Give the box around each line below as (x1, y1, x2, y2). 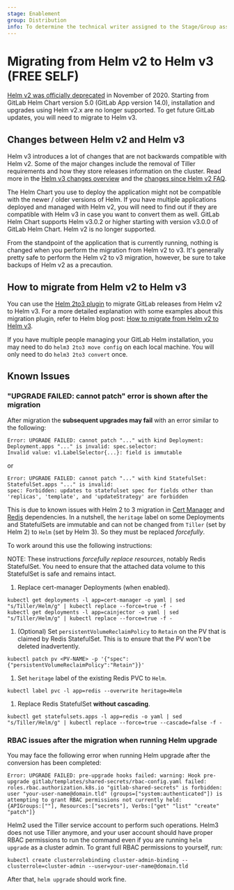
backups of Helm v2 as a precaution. (7, 261, 114, 269)
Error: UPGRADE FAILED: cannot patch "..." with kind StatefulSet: (7, 475, 208, 482)
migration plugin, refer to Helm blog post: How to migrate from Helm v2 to (7, 314, 219, 322)
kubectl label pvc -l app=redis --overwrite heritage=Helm (7, 687, 182, 695)
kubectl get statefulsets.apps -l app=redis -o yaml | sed (7, 713, 182, 720)
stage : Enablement (7, 10, 61, 17)
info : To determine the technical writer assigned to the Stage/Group (7, 23, 217, 30)
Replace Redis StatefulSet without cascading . (17, 699, 150, 708)
